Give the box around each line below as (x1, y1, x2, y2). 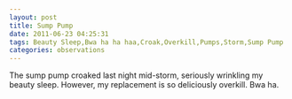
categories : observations (9, 46, 105, 55)
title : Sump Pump (9, 21, 74, 30)
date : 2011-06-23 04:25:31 (9, 29, 109, 38)
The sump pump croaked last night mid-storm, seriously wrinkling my (9, 70, 264, 80)
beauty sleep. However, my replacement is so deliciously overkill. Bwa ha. (9, 80, 280, 90)
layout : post (9, 12, 58, 22)
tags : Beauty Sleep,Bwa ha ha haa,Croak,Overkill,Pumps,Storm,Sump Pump (9, 37, 284, 47)
